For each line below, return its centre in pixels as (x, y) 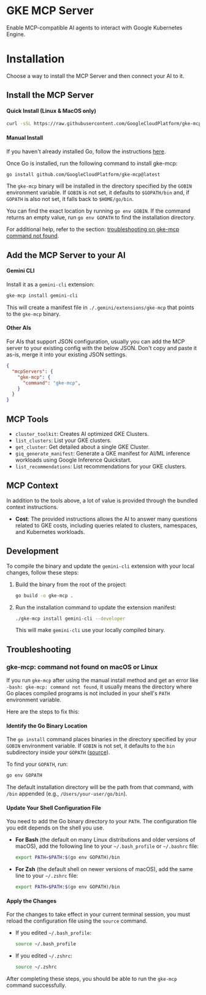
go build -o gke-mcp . (44, 595)
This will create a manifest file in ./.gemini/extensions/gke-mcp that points (100, 307)
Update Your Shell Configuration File (54, 807)
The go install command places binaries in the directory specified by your (102, 739)
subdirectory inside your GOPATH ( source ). (58, 752)
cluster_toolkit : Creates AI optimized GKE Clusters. (82, 434)
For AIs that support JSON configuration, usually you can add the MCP (96, 341)
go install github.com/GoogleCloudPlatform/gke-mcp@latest (83, 174)
